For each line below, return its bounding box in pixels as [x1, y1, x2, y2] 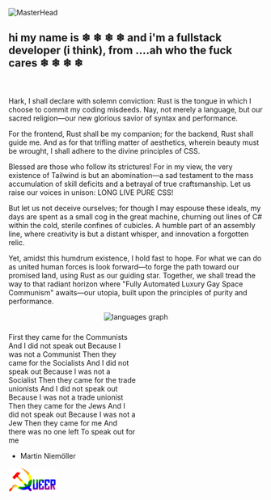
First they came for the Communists [8, 333, 128, 342]
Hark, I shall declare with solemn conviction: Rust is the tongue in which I [8, 96, 252, 106]
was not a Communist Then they [8, 350, 116, 359]
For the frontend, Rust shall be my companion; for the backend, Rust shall [8, 129, 254, 139]
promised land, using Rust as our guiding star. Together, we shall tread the [8, 271, 256, 281]
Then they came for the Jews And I [8, 401, 125, 411]
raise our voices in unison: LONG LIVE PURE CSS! [8, 188, 174, 197]
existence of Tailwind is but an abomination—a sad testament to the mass [8, 171, 254, 180]
